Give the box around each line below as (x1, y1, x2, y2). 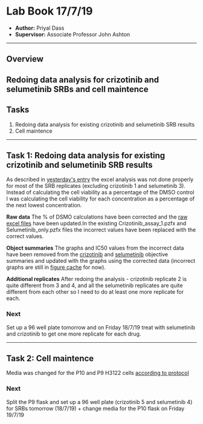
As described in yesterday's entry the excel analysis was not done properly (6, 176, 194, 183)
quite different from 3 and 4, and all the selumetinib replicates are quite (6, 282, 183, 289)
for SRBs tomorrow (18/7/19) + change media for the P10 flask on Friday (6, 405, 185, 412)
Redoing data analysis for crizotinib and (6, 75, 159, 85)
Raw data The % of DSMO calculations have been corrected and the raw (6, 213, 188, 220)
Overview (6, 54, 44, 64)
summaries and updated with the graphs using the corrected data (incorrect (6, 257, 196, 265)
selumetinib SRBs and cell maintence (6, 84, 149, 94)
